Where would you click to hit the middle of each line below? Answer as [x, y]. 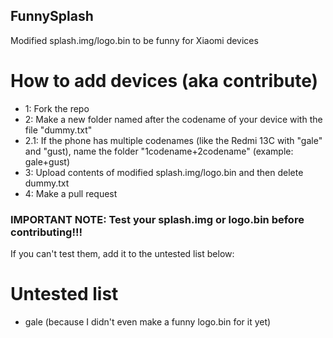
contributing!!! [46, 232]
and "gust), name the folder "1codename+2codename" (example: [159, 151]
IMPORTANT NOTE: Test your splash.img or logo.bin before [157, 219]
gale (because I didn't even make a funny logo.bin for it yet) [148, 321]
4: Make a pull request [71, 193]
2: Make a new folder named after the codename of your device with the [173, 119]
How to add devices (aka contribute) [164, 81]
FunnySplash [52, 16]
